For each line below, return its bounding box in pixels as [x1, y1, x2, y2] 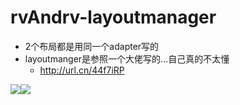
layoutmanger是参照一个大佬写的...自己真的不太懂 [24, 52, 230, 65]
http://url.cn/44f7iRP [39, 64, 125, 76]
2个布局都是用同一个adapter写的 [24, 40, 160, 52]
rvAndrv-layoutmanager [10, 6, 217, 29]
